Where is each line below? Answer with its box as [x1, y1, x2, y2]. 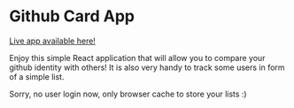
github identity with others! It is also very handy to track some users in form [9, 62, 285, 73]
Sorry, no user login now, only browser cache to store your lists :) [9, 89, 247, 99]
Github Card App [9, 6, 135, 27]
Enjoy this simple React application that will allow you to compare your [9, 52, 266, 63]
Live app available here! [9, 35, 96, 46]
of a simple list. [9, 71, 65, 81]
